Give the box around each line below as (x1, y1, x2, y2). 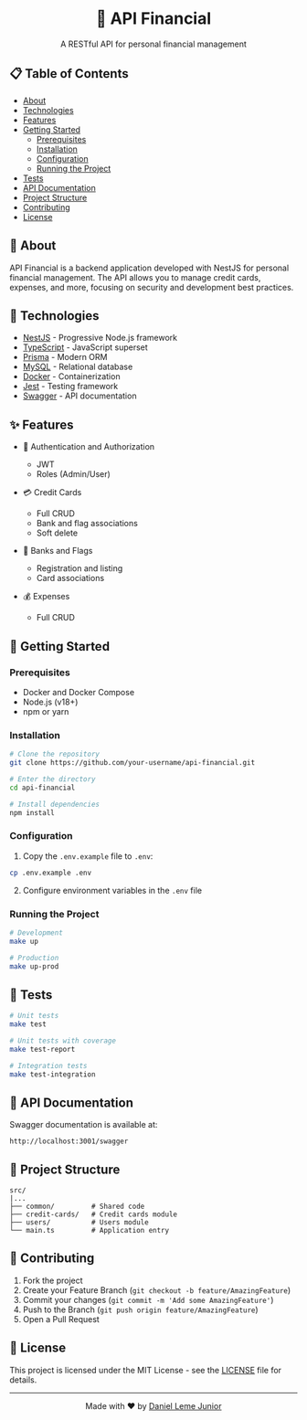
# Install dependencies (9, 800, 101, 809)
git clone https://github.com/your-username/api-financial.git (9, 758, 256, 768)
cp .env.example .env (9, 868, 92, 877)
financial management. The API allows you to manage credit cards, (9, 271, 261, 282)
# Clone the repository (9, 749, 101, 759)
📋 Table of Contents (9, 66, 130, 81)
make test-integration (9, 1069, 96, 1079)
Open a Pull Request (22, 1313, 101, 1324)
